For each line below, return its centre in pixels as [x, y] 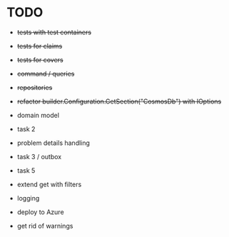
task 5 [26, 170]
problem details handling [54, 143]
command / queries [46, 74]
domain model [38, 115]
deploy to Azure [41, 212]
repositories [35, 87]
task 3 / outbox [39, 156]
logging [28, 198]
